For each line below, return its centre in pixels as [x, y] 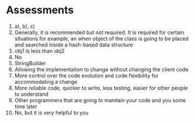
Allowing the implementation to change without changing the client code [101, 69]
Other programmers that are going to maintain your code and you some [100, 100]
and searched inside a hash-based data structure [74, 45]
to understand [31, 94]
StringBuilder [30, 63]
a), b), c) [25, 26]
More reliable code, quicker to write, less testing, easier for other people [101, 88]
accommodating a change [46, 81]
